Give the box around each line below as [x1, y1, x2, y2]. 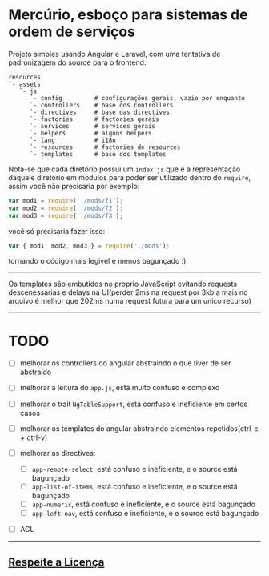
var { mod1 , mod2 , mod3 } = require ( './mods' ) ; [8, 242, 171, 250]
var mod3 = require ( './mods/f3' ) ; [8, 211, 124, 220]
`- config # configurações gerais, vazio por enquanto [29, 94, 246, 102]
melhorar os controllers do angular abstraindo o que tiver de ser [19, 358, 231, 368]
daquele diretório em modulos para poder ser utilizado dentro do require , [8, 172, 251, 182]
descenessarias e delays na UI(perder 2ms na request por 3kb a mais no [8, 288, 248, 297]
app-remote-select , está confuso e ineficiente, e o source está [31, 464, 238, 473]
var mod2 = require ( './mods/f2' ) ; [8, 204, 124, 212]
